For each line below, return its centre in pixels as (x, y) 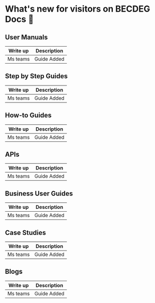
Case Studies (25, 232)
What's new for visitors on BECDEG (77, 9)
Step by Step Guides (36, 76)
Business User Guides (39, 194)
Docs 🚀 (19, 19)
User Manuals (26, 37)
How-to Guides (28, 115)
